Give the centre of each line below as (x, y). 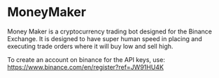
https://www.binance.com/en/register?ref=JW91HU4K (86, 67)
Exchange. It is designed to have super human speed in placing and (105, 38)
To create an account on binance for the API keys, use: (86, 59)
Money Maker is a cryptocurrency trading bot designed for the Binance (109, 31)
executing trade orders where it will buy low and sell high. (90, 46)
